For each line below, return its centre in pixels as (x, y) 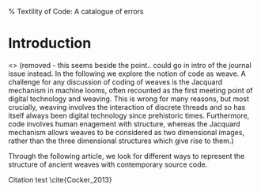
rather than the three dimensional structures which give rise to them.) (121, 141)
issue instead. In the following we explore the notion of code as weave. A (127, 73)
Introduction (50, 43)
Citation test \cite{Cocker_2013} (60, 179)
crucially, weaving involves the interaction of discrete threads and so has (127, 107)
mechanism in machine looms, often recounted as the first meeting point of (130, 90)
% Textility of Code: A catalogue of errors (76, 11)
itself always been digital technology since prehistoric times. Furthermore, (129, 115)
